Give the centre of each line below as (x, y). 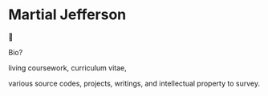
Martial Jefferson (67, 15)
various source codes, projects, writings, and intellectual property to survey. (134, 83)
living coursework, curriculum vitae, (67, 68)
